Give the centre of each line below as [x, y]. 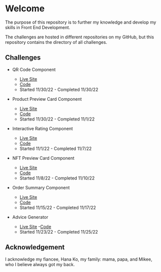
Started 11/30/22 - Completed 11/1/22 [57, 119]
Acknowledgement [35, 247]
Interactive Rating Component [42, 128]
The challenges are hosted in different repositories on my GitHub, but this [80, 37]
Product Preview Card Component [47, 99]
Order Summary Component [41, 187]
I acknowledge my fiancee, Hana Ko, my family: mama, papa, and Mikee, [79, 259]
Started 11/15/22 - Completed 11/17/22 [58, 208]
